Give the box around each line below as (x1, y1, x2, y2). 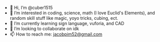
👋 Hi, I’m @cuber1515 (9, 5, 53, 10)
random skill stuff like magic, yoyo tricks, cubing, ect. (9, 15, 119, 21)
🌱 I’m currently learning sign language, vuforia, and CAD (9, 20, 124, 26)
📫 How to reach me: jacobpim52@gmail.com (9, 31, 103, 37)
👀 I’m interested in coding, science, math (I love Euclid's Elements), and (9, 10, 156, 16)
